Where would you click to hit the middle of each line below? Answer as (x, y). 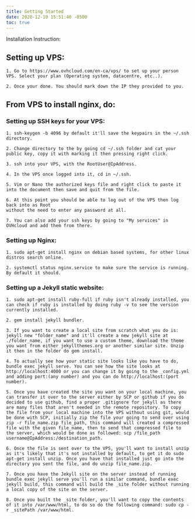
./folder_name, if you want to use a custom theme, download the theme (95, 341)
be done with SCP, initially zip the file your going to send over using (98, 418)
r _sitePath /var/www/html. (40, 510)
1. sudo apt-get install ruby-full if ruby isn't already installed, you (98, 300)
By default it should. (34, 273)
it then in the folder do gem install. (55, 351)
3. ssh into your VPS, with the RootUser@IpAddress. (72, 164)
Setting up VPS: (35, 57)
